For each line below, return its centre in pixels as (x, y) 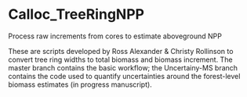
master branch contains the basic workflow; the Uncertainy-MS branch (123, 67)
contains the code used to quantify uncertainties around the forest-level (124, 76)
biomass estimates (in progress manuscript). (80, 84)
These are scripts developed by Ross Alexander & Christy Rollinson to (121, 51)
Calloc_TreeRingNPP (76, 14)
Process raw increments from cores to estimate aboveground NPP (115, 36)
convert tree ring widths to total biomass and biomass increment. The (120, 59)
